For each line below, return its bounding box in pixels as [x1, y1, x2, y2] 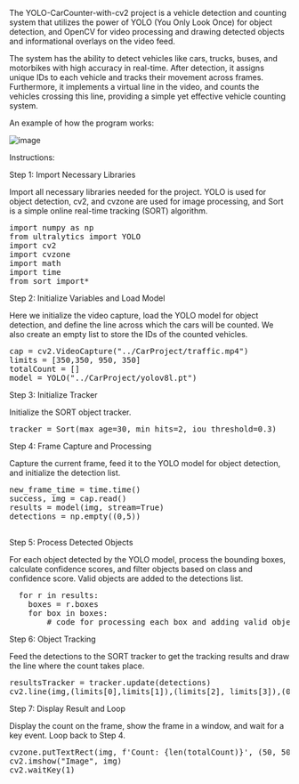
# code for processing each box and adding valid [46, 618, 268, 626]
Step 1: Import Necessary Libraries [9, 169, 136, 180]
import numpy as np [9, 222, 94, 232]
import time [9, 267, 61, 277]
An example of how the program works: [9, 117, 154, 128]
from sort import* [9, 276, 90, 286]
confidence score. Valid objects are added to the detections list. [9, 573, 244, 584]
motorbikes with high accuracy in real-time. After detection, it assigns [9, 62, 265, 73]
